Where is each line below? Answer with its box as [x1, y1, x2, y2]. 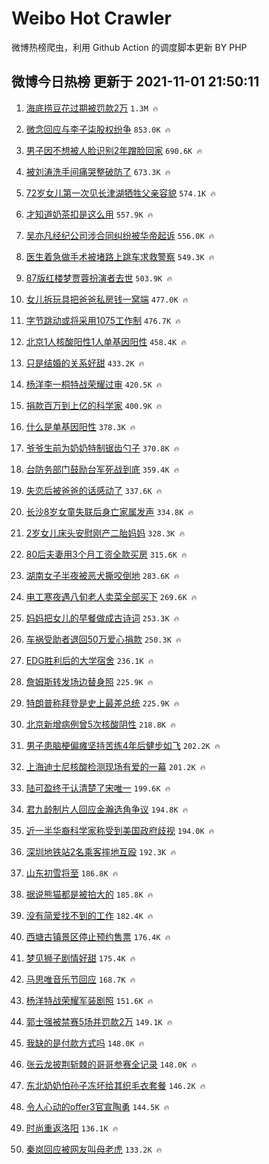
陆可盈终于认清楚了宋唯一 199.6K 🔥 [25, 782, 171, 794]
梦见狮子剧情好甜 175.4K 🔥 [25, 952, 136, 964]
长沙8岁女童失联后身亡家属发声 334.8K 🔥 [25, 505, 194, 517]
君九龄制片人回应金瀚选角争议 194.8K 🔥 [25, 803, 189, 815]
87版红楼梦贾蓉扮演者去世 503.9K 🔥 [25, 272, 173, 284]
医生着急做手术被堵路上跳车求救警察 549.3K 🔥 [25, 250, 215, 262]
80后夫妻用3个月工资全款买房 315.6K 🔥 [25, 548, 188, 560]
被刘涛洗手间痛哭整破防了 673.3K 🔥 [25, 165, 171, 177]
